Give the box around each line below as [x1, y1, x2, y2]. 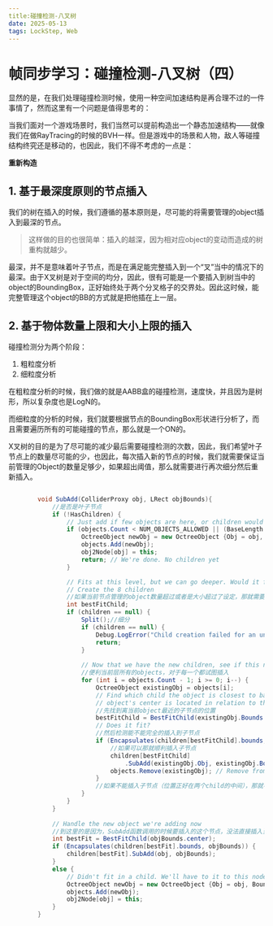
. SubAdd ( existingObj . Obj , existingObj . [124, 759, 260, 767]
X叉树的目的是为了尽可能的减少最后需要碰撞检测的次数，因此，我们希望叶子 [8, 441, 262, 451]
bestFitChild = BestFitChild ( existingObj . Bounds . [95, 714, 267, 722]
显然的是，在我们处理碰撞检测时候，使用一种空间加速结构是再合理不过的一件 [8, 93, 265, 102]
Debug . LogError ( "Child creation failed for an [95, 631, 256, 639]
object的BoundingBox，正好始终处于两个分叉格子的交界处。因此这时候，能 [8, 282, 259, 293]
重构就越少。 [28, 245, 71, 254]
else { [51, 865, 75, 873]
